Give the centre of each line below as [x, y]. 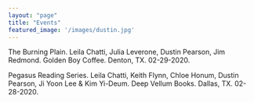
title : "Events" [34, 23]
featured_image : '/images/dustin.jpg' [71, 30]
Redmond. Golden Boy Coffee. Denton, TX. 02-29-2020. [99, 60]
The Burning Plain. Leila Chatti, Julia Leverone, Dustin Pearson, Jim [117, 52]
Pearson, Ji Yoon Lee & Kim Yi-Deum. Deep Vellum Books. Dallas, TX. [121, 83]
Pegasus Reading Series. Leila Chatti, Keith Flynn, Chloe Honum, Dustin [123, 76]
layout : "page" [33, 15]
